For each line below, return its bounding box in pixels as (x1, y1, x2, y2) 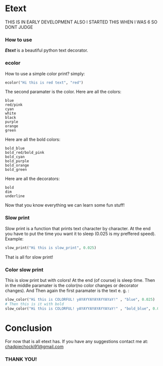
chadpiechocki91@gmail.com (5, 344, 64, 349)
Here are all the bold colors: (5, 137, 61, 143)
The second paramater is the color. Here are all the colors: (5, 89, 122, 95)
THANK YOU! (5, 356, 37, 363)
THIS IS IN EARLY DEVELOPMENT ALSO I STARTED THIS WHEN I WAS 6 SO (5, 19, 158, 25)
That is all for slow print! (5, 254, 53, 260)
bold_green (5, 167, 27, 172)
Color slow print (5, 266, 44, 273)
